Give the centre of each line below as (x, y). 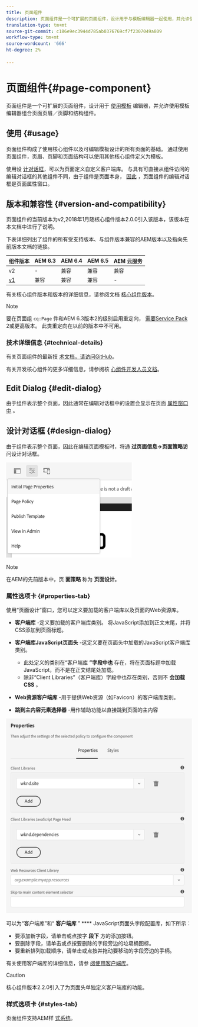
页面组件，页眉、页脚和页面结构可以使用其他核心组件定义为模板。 (86, 156)
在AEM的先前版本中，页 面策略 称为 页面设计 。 (63, 579)
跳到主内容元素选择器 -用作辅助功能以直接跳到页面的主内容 (86, 710)
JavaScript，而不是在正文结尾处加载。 (70, 670)
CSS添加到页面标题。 (40, 630)
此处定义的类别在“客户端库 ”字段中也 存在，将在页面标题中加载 (100, 662)
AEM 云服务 (128, 261)
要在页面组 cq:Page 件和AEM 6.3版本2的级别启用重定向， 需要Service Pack (97, 318)
